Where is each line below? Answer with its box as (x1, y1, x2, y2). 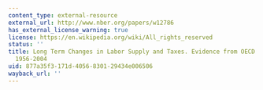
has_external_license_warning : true (8, 26, 128, 34)
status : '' (8, 41, 44, 49)
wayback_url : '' (8, 70, 61, 77)
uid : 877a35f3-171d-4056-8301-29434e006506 (8, 63, 154, 70)
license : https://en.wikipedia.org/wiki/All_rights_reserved (8, 33, 213, 41)
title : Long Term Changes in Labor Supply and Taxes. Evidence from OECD (8, 48, 256, 56)
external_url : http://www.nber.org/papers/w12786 (8, 19, 175, 27)
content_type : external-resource (8, 11, 118, 20)
